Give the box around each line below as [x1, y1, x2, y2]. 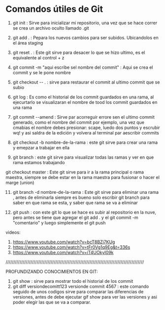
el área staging [12, 40, 43, 45]
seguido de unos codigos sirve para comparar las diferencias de [12, 288, 144, 295]
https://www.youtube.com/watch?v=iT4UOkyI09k [12, 249, 114, 255]
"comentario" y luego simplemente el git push [12, 220, 106, 225]
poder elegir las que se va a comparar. [12, 299, 91, 305]
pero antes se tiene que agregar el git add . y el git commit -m [12, 214, 138, 221]
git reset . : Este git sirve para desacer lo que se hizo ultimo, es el [12, 49, 145, 55]
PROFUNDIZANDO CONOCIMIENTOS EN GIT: [5, 268, 98, 274]
